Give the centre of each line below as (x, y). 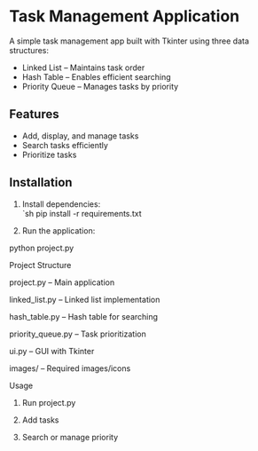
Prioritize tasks (49, 154)
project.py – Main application (62, 282)
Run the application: (59, 230)
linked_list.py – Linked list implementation (85, 299)
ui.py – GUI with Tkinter (52, 351)
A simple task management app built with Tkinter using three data (129, 41)
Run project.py (49, 402)
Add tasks (40, 420)
